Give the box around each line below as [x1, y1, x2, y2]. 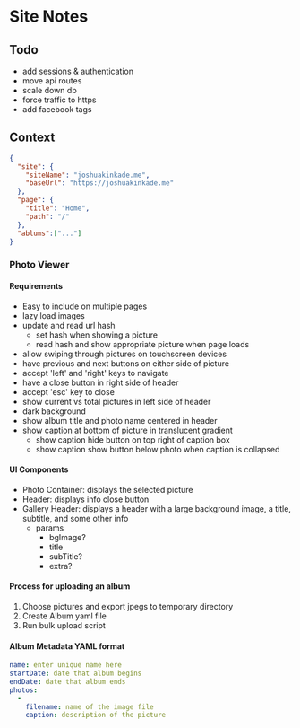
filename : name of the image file [25, 702, 154, 711]
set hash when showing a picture [35, 329, 159, 340]
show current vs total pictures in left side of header [21, 396, 211, 407]
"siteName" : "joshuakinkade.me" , [25, 171, 150, 180]
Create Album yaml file [21, 610, 107, 621]
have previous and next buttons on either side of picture [21, 357, 230, 369]
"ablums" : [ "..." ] [17, 229, 82, 238]
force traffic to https [21, 94, 97, 105]
